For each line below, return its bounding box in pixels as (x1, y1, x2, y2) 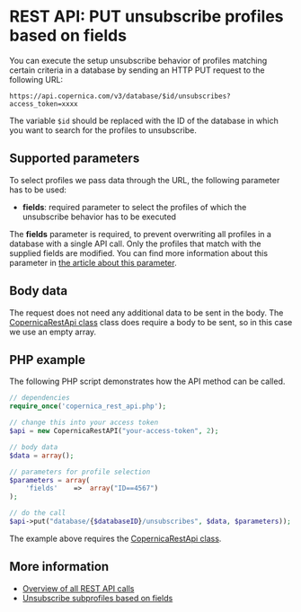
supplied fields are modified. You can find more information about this (9, 247, 268, 258)
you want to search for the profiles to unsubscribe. (9, 124, 198, 136)
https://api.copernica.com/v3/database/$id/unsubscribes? (9, 92, 231, 101)
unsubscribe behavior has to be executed (22, 211, 177, 222)
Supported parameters (9, 151, 140, 166)
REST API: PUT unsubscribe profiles (9, 6, 285, 27)
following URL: (9, 74, 64, 84)
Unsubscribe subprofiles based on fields (22, 592, 173, 603)
